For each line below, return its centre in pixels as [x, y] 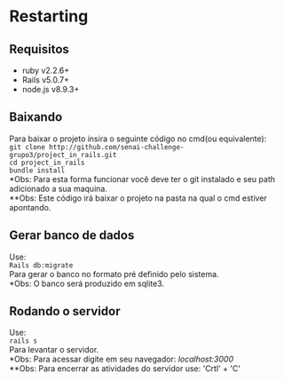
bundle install [37, 171]
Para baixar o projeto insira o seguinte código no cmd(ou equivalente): [138, 139]
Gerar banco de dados [72, 236]
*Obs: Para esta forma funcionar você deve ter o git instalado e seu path [142, 179]
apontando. [30, 207]
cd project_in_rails [47, 163]
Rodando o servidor [65, 311]
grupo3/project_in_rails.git [63, 155]
